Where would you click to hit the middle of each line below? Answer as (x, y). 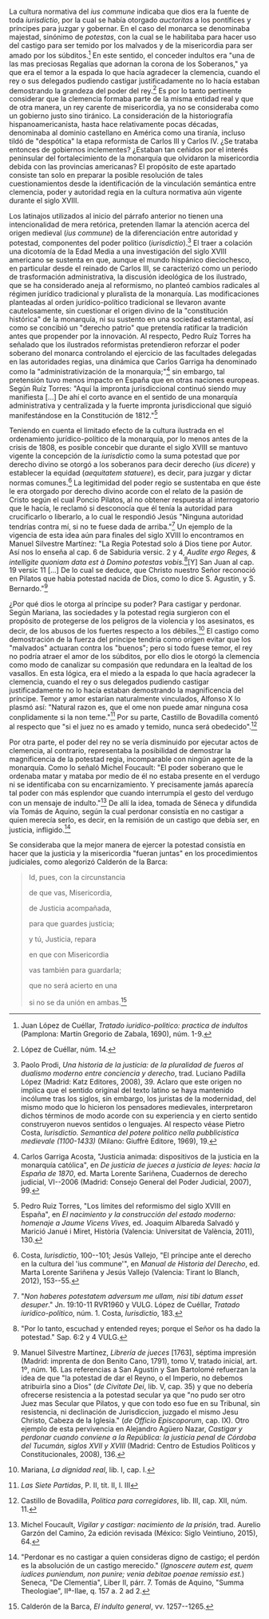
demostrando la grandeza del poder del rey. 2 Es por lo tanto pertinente (125, 89)
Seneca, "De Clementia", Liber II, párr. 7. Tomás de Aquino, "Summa (132, 1582)
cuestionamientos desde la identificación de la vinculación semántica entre (133, 184)
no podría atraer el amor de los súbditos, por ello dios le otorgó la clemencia (134, 656)
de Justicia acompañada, (70, 908)
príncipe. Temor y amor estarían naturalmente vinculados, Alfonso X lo (125, 698)
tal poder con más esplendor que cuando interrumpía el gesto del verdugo (131, 792)
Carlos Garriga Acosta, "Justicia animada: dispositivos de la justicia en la (140, 1156)
